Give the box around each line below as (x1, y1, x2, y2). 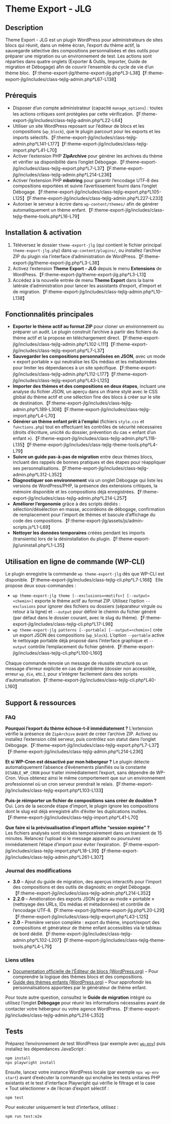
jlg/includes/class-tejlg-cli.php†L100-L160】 (12, 650, 105, 656)
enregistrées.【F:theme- (107, 489, 159, 495)
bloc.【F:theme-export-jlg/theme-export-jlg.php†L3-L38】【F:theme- (19, 70, 164, 76)
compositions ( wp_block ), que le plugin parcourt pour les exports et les (12, 128, 161, 134)
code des (12, 517, 33, 524)
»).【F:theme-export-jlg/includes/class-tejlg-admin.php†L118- (27, 436, 157, 442)
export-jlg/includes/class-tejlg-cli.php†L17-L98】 (12, 621, 116, 627)
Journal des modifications (5, 867, 72, 874)
